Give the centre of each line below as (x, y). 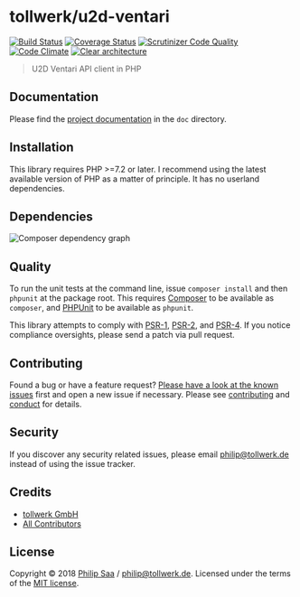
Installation (42, 148)
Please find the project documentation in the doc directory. (118, 118)
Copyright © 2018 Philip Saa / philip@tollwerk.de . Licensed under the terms (150, 574)
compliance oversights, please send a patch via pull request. (122, 335)
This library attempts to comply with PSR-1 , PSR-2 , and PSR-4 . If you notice (150, 325)
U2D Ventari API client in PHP (86, 69)
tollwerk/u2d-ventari (89, 17)
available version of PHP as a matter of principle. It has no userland (135, 179)
